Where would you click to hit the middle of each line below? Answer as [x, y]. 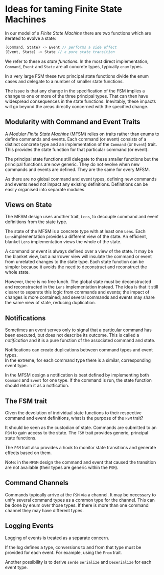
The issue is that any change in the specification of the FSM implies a [75, 91]
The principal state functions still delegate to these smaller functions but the [82, 159]
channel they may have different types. [45, 510]
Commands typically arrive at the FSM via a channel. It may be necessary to [81, 494]
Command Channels [37, 483]
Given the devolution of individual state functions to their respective [73, 413]
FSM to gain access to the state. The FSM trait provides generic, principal [77, 432]
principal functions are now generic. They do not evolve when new [72, 164]
